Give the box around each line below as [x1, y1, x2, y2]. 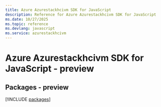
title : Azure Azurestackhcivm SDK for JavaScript [5, 7, 112, 13]
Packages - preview [5, 83, 69, 91]
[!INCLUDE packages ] [5, 96, 51, 102]
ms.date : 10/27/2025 [5, 17, 49, 22]
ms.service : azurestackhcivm [5, 31, 66, 36]
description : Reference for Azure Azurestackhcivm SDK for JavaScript [5, 12, 156, 17]
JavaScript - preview [5, 63, 95, 74]
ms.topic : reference [5, 21, 49, 27]
